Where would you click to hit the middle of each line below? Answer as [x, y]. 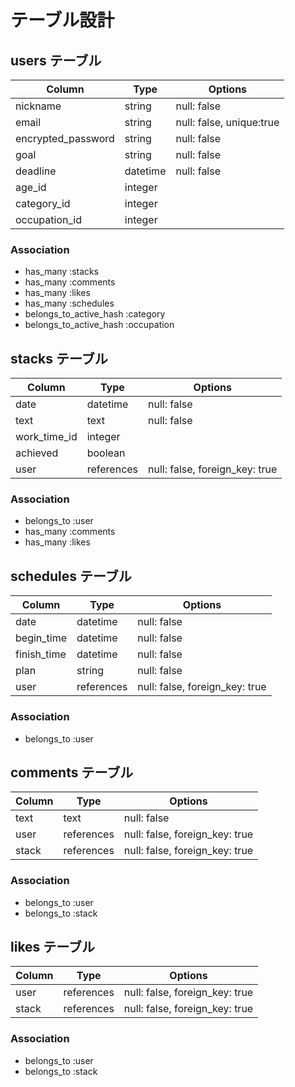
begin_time [41, 638]
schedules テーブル [71, 576]
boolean [106, 453]
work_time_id [46, 437]
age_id [31, 187]
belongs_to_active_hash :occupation [99, 325]
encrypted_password [65, 138]
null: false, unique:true [227, 122]
